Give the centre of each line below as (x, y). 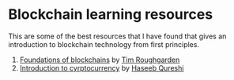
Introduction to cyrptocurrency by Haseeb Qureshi (102, 67)
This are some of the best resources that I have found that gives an (117, 36)
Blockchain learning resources (111, 15)
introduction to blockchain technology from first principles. (104, 44)
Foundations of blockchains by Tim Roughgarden (100, 60)
